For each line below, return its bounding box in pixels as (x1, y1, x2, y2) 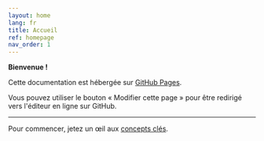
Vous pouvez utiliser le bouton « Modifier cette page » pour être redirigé (8, 93, 242, 102)
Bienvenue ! (8, 62, 49, 72)
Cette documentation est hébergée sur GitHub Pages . (8, 78, 182, 87)
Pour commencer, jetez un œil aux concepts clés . (8, 124, 169, 134)
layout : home (8, 11, 51, 20)
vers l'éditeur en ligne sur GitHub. (8, 102, 117, 111)
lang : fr (8, 19, 37, 27)
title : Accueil (8, 26, 58, 34)
